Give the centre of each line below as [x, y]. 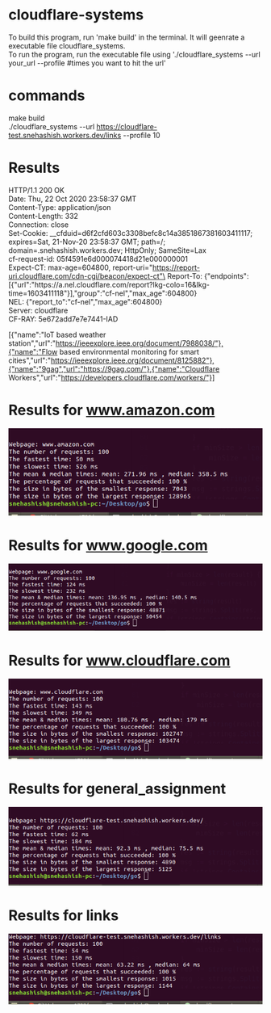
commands [47, 96]
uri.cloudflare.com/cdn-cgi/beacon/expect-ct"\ [87, 275]
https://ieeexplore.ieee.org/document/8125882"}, [133, 360]
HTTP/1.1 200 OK [36, 190]
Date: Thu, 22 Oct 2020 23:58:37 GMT [73, 199]
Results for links [64, 916]
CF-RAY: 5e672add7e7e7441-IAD [63, 319]
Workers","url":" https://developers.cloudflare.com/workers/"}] [112, 377]
